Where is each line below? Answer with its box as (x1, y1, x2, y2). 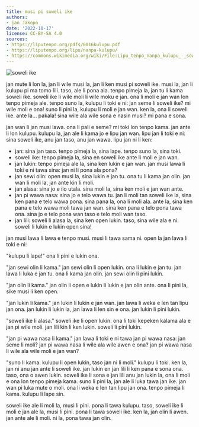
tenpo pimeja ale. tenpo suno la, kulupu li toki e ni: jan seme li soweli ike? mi (6, 99, 191, 107)
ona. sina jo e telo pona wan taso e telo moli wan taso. (14, 210, 147, 217)
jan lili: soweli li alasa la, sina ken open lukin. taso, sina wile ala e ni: (14, 217, 179, 224)
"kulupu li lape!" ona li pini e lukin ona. (6, 252, 99, 259)
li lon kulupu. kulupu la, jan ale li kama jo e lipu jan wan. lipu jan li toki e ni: (6, 130, 185, 137)
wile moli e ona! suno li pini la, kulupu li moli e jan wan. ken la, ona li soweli (6, 105, 188, 113)
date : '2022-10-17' (6, 25, 54, 31)
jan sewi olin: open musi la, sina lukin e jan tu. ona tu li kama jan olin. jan (14, 172, 191, 179)
